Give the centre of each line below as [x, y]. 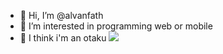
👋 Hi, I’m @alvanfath [61, 15]
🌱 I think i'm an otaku [63, 38]
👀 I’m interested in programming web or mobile [116, 26]
